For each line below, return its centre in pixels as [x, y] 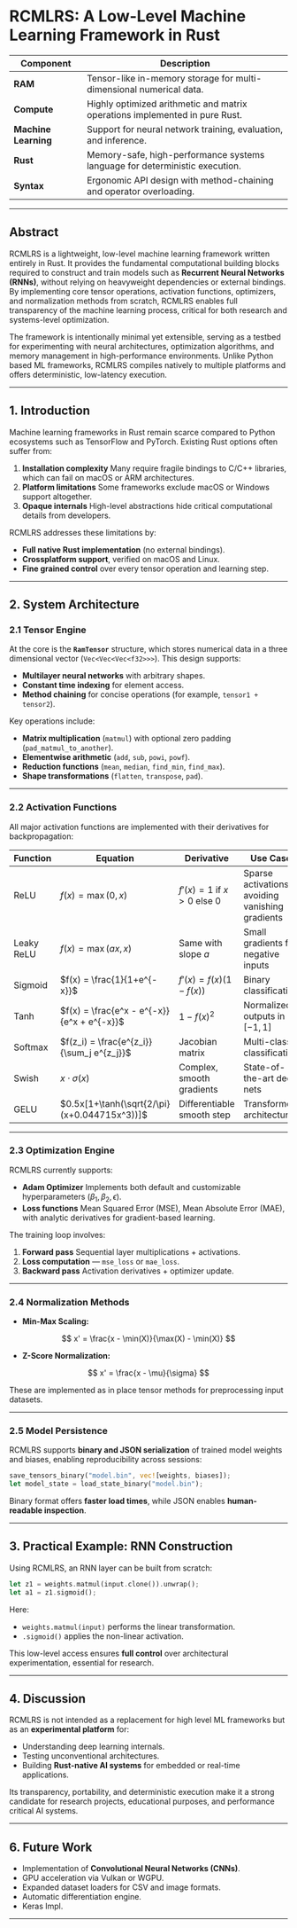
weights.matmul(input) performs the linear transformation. [129, 1626]
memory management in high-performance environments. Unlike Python [141, 356]
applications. [45, 1775]
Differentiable [207, 1103]
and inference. [117, 140]
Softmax [31, 1046]
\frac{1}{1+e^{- [124, 979]
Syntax [29, 185]
